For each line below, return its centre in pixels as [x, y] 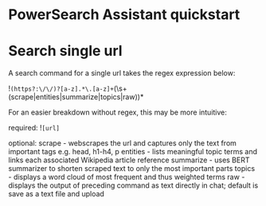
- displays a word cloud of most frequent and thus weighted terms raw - [127, 177]
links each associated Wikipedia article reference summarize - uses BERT [129, 160]
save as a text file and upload [57, 194]
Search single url [65, 51]
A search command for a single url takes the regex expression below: [122, 73]
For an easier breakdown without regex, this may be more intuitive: [117, 112]
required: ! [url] [34, 128]
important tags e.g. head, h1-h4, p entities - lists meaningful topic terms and [133, 152]
